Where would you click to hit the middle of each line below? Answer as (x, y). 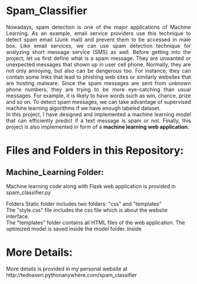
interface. (18, 216)
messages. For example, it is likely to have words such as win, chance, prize (98, 96)
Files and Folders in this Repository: (95, 151)
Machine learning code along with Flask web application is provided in (91, 186)
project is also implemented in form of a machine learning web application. (98, 127)
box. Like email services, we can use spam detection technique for (98, 46)
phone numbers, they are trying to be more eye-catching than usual (98, 89)
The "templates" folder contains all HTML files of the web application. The (96, 222)
